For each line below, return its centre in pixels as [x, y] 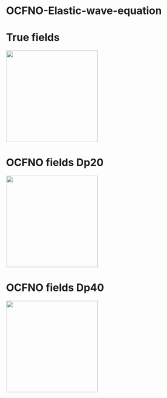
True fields [33, 38]
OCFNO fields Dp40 [55, 288]
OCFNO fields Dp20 [55, 163]
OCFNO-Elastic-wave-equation [84, 11]
